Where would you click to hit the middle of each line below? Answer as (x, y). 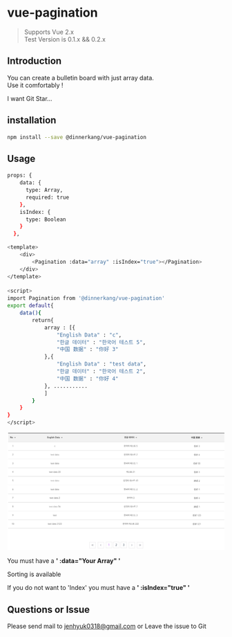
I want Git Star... (30, 98)
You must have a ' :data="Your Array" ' (64, 561)
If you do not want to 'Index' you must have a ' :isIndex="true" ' (98, 588)
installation (32, 120)
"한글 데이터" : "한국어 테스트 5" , (101, 342)
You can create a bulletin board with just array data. (80, 78)
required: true (47, 197)
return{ (43, 320)
